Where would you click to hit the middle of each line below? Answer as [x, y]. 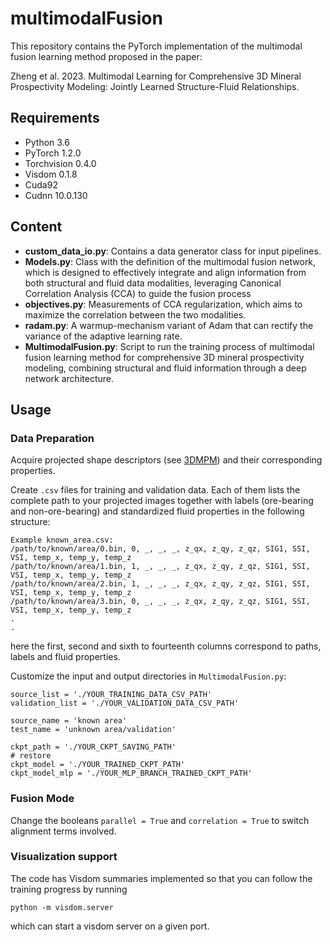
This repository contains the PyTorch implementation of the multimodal [156, 46]
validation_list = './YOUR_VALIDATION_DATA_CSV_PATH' [125, 703]
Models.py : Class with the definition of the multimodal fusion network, [170, 261]
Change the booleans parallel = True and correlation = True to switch [160, 820]
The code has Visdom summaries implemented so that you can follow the [161, 878]
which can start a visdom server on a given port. [110, 926]
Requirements [55, 118]
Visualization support [64, 857]
